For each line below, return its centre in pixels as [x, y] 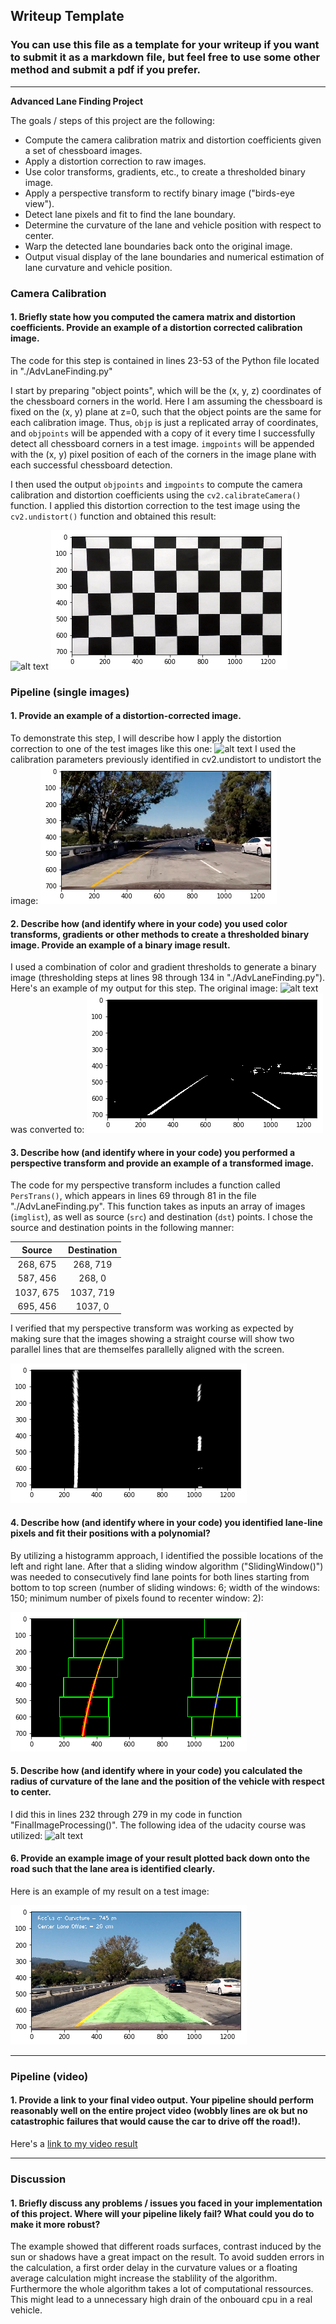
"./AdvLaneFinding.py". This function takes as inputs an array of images [158, 1206]
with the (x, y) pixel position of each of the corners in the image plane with [163, 454]
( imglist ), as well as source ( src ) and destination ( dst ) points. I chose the [162, 1217]
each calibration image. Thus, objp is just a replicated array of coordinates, [164, 422]
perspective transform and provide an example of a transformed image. [162, 1163]
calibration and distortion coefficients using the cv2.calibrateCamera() [156, 495]
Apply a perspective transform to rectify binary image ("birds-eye [159, 193]
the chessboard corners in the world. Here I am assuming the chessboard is [166, 401]
